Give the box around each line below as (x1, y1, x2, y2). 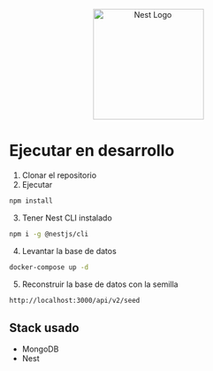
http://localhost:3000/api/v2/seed (9, 296, 141, 305)
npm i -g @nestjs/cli (9, 229, 89, 238)
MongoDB (21, 344, 59, 354)
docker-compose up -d (9, 262, 89, 272)
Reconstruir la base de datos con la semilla (21, 279, 179, 290)
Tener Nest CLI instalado (21, 213, 112, 223)
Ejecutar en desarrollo (9, 141, 175, 161)
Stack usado (9, 320, 80, 336)
